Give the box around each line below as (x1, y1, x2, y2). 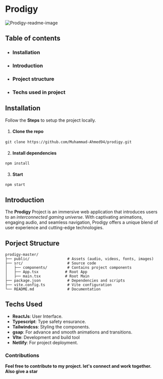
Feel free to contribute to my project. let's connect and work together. (5, 363, 152, 369)
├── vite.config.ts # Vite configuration (5, 283, 112, 287)
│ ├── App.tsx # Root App (5, 270, 88, 275)
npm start (5, 182, 26, 188)
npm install (5, 161, 30, 166)
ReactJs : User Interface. (12, 313, 63, 319)
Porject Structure (5, 239, 60, 247)
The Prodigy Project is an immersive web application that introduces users (5, 209, 158, 215)
